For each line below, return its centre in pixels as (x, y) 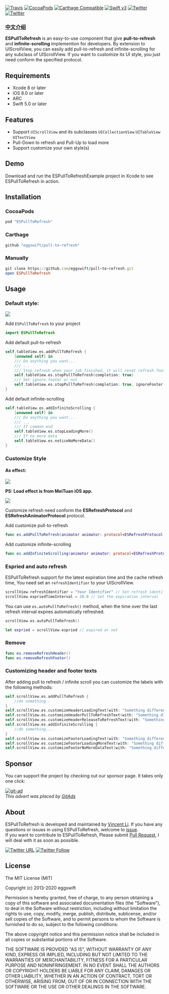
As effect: (16, 471)
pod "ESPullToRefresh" (29, 222)
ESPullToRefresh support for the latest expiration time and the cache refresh (84, 577)
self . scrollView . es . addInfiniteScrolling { (52, 725)
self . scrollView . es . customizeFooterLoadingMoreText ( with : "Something (80, 743)
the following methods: (29, 687)
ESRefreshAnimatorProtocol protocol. (45, 515)
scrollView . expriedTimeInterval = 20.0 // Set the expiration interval (82, 597)
